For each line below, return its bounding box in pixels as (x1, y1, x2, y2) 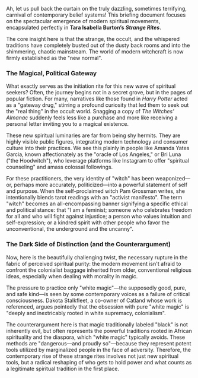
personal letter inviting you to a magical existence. (6, 120, 129, 128)
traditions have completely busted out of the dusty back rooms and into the (6, 42, 190, 49)
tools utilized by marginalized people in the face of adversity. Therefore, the (6, 346, 191, 353)
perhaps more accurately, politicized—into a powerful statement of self (14, 181, 188, 189)
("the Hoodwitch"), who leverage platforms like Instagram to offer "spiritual (6, 157, 190, 164)
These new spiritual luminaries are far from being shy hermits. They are (6, 132, 181, 139)
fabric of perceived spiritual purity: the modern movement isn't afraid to (6, 260, 181, 267)
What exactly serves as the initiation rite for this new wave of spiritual (6, 82, 176, 90)
